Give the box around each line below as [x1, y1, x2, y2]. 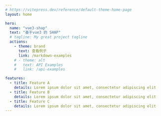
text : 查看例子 [18, 48, 47, 54]
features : [5, 76, 26, 81]
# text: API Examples [14, 62, 63, 67]
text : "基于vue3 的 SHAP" [9, 30, 61, 35]
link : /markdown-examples [18, 53, 72, 58]
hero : [5, 21, 16, 26]
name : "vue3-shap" [9, 25, 48, 30]
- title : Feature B [9, 90, 50, 95]
